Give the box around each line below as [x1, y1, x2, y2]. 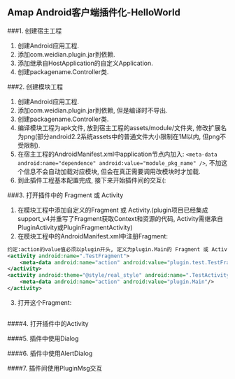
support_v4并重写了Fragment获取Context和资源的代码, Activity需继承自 [17, 214, 224, 222]
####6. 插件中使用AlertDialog [7, 349, 93, 357]
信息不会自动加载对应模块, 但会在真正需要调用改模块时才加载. [23, 167, 201, 176]
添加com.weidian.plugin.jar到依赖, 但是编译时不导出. [17, 106, 168, 114]
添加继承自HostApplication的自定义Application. [17, 59, 154, 67]
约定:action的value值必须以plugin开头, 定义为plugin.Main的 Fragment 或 [7, 245, 208, 253]
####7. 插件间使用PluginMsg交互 [7, 364, 103, 372]
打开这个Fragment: [17, 298, 72, 306]
